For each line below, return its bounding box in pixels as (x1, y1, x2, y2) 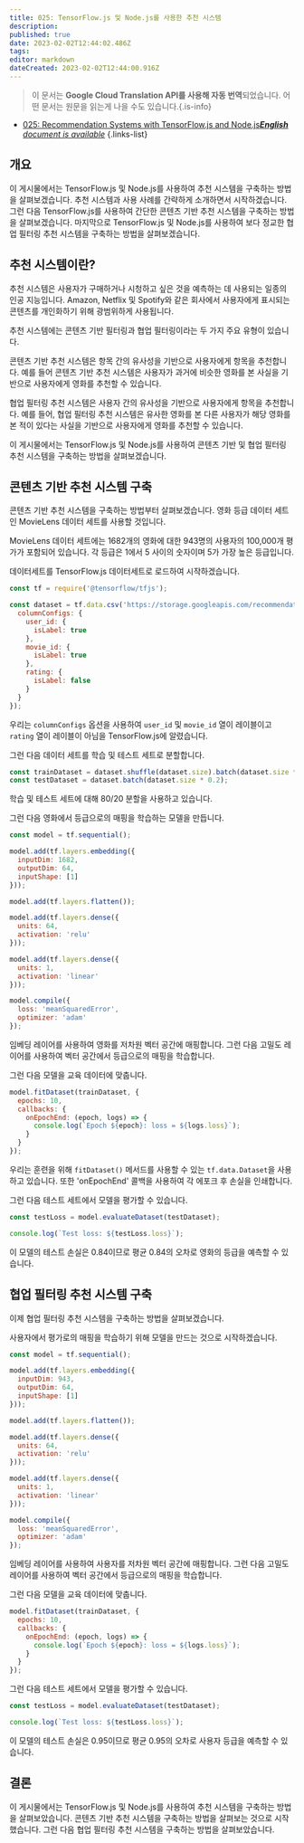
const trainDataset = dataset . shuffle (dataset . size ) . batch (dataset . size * (9, 767, 298, 776)
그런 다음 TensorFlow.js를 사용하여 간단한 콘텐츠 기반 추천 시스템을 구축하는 (9, 205, 278, 216)
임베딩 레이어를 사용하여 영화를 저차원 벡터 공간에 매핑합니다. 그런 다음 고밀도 (9, 1039, 282, 1050)
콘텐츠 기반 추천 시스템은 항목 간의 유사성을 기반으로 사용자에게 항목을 (9, 355, 256, 366)
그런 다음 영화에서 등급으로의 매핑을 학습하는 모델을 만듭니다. (9, 812, 224, 823)
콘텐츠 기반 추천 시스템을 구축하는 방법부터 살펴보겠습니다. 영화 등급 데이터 (9, 505, 273, 516)
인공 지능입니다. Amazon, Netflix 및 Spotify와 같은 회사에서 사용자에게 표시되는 (9, 294, 291, 305)
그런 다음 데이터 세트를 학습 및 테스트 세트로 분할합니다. (9, 749, 205, 760)
